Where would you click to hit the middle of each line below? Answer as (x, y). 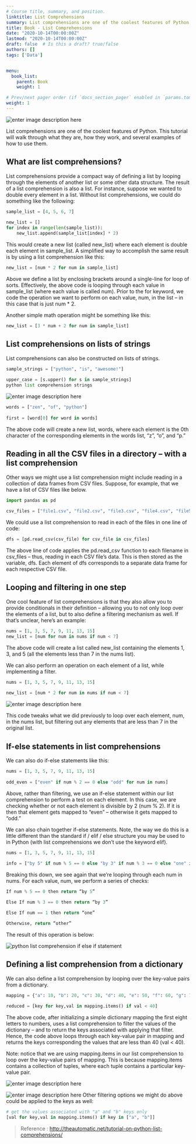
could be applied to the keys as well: (50, 1101)
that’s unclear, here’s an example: (46, 620)
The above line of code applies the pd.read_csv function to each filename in (97, 550)
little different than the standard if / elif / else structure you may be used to (95, 835)
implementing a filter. (32, 672)
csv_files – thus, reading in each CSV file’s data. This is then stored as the (94, 557)
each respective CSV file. (36, 569)
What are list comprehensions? (64, 162)
